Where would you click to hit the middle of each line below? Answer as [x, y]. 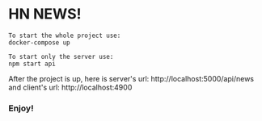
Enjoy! [21, 108]
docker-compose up [39, 42]
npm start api [32, 64]
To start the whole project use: [65, 35]
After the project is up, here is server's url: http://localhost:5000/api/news [131, 78]
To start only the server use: [61, 56]
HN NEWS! [45, 14]
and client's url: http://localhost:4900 [70, 87]
